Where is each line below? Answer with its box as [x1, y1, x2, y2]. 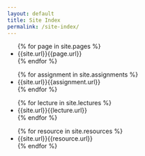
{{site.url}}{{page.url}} [17, 49, 82, 58]
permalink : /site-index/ [7, 23, 79, 30]
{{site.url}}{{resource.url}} [17, 134, 93, 143]
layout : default [7, 10, 54, 17]
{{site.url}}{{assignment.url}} [17, 78, 101, 86]
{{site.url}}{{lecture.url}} [17, 106, 87, 115]
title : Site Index [7, 17, 61, 24]
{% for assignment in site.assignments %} [17, 70, 139, 79]
